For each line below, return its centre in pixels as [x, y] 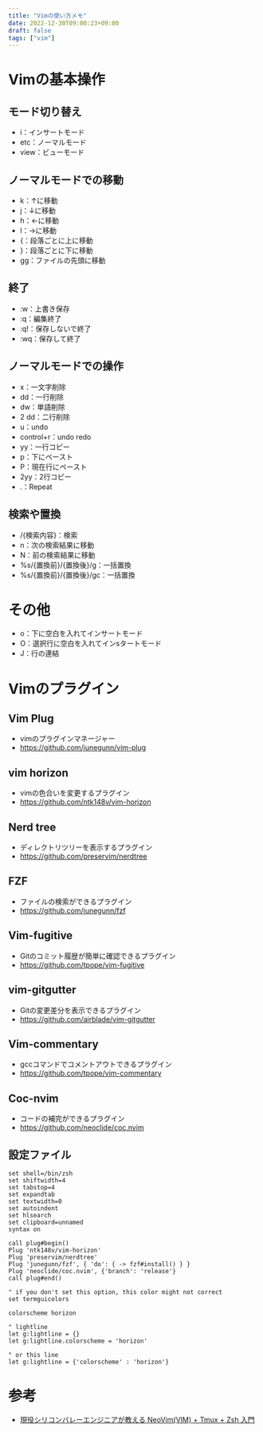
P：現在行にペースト [53, 467]
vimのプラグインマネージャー [67, 739]
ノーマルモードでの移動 [66, 180]
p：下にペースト [46, 456]
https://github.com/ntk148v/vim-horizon [85, 802]
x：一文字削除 [43, 387]
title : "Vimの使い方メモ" [48, 16]
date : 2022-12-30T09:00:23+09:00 [64, 23]
